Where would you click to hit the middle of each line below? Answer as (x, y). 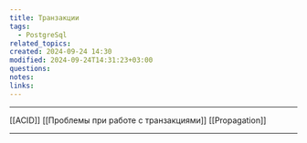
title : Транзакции (44, 18)
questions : (30, 69)
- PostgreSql (42, 35)
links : (22, 86)
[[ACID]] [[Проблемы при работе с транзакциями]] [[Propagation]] (138, 120)
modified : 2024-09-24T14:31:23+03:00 (81, 60)
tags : (20, 26)
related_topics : (40, 43)
